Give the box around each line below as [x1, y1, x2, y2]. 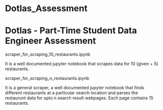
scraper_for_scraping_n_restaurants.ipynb [5, 76, 90, 81]
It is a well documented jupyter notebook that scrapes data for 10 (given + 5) [5, 61, 159, 67]
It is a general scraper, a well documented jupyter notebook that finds [5, 85, 145, 91]
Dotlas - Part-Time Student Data [5, 25, 137, 36]
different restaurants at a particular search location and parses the [5, 90, 138, 96]
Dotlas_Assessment [5, 3, 88, 14]
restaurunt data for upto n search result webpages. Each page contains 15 [5, 95, 154, 101]
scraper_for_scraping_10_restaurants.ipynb [5, 51, 91, 57]
